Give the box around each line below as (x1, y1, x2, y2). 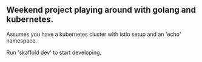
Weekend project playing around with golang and (6, 5, 196, 15)
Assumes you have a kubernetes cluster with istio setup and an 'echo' (6, 30, 181, 38)
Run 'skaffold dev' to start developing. (6, 49, 102, 56)
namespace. (6, 36, 38, 44)
